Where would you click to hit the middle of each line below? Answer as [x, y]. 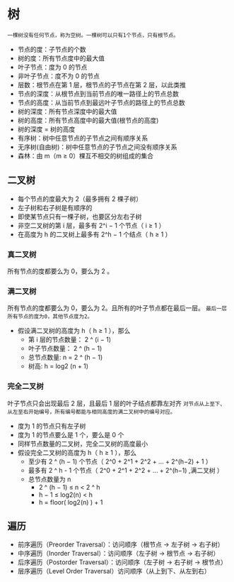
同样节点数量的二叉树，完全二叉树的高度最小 [83, 444]
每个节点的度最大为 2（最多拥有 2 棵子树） [80, 199]
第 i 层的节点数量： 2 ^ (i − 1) [70, 340]
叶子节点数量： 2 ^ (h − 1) [65, 348]
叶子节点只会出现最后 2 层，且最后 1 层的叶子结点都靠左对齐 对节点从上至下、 [117, 403]
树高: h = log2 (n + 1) [58, 366]
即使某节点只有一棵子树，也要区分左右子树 [80, 216]
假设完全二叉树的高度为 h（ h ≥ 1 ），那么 [77, 452]
